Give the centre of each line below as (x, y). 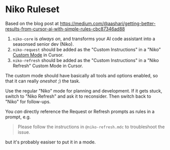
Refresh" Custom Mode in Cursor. (48, 66)
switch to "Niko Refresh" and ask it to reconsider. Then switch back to (78, 96)
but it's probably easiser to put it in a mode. (51, 142)
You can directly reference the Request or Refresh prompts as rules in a (80, 111)
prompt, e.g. (18, 117)
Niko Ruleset (32, 9)
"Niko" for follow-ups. (28, 101)
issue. (24, 132)
